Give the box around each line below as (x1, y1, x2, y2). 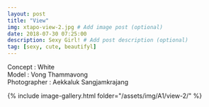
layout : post (7, 10, 46, 18)
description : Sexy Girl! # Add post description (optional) (7, 37, 189, 44)
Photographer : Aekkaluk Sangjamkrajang (7, 78, 129, 86)
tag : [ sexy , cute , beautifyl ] (7, 43, 97, 50)
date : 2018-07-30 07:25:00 (7, 30, 87, 38)
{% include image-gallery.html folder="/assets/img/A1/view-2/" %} (7, 91, 203, 100)
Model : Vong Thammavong (7, 70, 89, 79)
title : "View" (7, 17, 50, 24)
